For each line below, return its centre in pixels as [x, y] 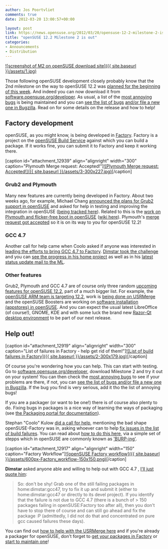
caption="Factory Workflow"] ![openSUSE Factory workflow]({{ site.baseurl [82, 454]
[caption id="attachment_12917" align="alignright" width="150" [70, 449]
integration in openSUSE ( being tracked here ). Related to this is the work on [83, 212]
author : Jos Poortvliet [30, 10]
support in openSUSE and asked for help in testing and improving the [76, 206]
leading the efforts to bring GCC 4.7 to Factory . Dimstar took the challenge [82, 252]
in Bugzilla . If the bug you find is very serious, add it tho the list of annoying [83, 388]
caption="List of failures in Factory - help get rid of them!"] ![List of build [79, 351]
